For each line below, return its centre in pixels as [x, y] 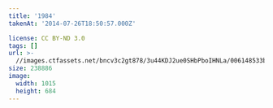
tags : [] [23, 45]
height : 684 [36, 91]
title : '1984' [32, 16]
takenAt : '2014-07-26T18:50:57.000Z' [72, 24]
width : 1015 [36, 83]
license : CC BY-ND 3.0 [47, 38]
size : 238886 [30, 69]
